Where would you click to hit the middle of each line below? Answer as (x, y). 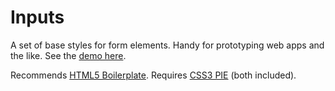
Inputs (37, 17)
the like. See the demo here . (68, 55)
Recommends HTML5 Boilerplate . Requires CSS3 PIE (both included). (153, 75)
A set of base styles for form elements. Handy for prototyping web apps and (167, 45)
